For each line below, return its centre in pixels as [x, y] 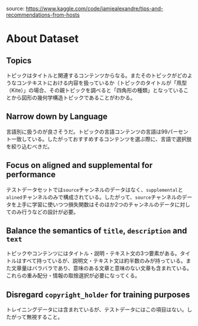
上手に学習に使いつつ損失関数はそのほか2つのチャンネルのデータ [96, 204]
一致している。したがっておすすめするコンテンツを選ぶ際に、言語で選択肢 [101, 139]
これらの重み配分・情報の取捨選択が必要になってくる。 [73, 276]
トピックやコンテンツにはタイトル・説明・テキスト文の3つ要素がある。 [93, 253]
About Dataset [42, 39]
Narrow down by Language [57, 117]
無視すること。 [45, 317]
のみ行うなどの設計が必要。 [45, 212]
